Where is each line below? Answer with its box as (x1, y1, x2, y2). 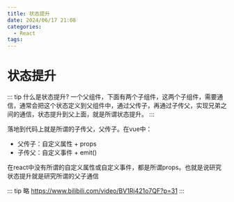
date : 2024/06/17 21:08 (7, 17, 77, 24)
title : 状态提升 (7, 10, 50, 17)
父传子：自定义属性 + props (17, 140, 97, 148)
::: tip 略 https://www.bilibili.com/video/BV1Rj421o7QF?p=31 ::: (7, 187, 185, 195)
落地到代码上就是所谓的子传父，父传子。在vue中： (7, 125, 153, 133)
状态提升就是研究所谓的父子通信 (7, 172, 99, 180)
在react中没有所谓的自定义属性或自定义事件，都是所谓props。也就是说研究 (7, 163, 221, 171)
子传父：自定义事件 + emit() (17, 148, 97, 157)
